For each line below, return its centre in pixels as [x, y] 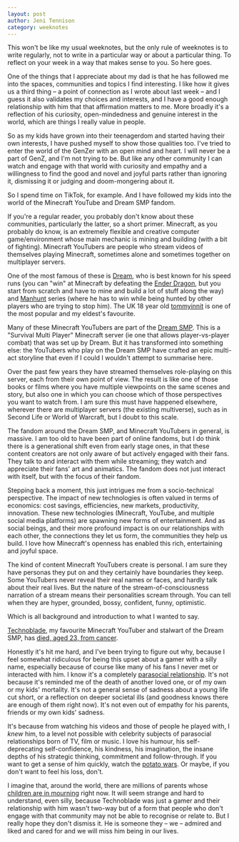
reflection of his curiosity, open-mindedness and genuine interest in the [113, 114]
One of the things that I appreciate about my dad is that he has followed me [118, 76]
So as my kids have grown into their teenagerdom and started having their [116, 136]
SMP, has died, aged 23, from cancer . [63, 638]
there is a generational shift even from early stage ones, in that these [108, 446]
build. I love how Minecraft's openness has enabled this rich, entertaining [115, 544]
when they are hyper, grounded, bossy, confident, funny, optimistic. [107, 603]
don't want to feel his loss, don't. [55, 772]
